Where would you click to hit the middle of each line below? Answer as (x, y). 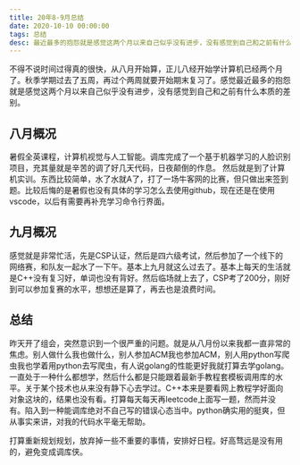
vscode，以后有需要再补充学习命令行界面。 (89, 201)
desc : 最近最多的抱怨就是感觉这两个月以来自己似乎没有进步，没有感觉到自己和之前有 (144, 42)
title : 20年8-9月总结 (47, 17)
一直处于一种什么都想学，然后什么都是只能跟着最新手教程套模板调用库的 (142, 376)
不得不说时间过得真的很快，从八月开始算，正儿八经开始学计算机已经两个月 (146, 69)
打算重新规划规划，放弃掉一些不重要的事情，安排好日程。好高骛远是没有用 (146, 440)
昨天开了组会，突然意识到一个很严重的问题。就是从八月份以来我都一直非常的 (150, 343)
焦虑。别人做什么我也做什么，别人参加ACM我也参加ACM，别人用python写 (146, 354)
